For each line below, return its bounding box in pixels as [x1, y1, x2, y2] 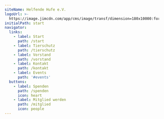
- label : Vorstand [13, 52, 51, 57]
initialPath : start [4, 20, 45, 26]
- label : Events [13, 70, 47, 75]
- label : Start [13, 34, 45, 39]
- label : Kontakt [13, 61, 49, 66]
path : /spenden [17, 88, 49, 93]
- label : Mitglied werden [13, 98, 67, 102]
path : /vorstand [17, 57, 51, 62]
